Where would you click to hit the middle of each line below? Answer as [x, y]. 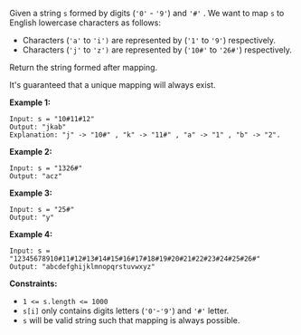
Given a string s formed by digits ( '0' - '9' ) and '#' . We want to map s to [147, 13]
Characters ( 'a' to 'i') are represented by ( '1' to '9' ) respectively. [149, 40]
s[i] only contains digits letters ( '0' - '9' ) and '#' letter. [126, 311]
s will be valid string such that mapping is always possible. [131, 320]
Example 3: [31, 193]
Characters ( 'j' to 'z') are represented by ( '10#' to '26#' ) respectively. [157, 50]
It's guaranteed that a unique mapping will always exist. [113, 85]
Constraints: [33, 283]
